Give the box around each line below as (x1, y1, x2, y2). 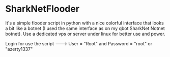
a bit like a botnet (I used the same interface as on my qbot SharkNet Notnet (5, 25, 165, 31)
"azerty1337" (5, 46, 33, 52)
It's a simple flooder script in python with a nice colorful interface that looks (5, 20, 164, 26)
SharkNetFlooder (5, 3, 80, 15)
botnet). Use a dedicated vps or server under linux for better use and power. (5, 31, 165, 37)
